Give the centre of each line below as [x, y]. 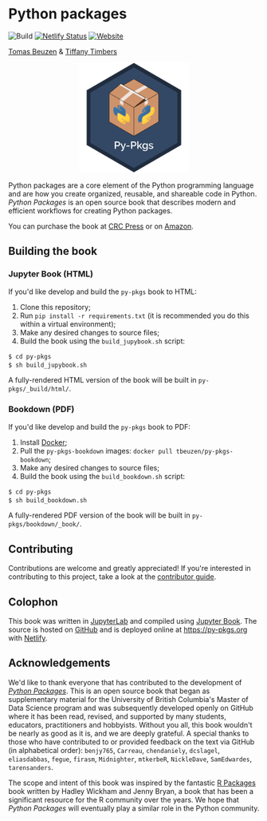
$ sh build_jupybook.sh [48, 365]
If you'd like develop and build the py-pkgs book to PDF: [100, 426]
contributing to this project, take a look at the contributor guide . [112, 577]
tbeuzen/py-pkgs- [204, 451]
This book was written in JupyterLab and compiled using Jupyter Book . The [133, 621]
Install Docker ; [43, 442]
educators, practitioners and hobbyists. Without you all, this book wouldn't [130, 724]
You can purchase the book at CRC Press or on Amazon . [101, 226]
